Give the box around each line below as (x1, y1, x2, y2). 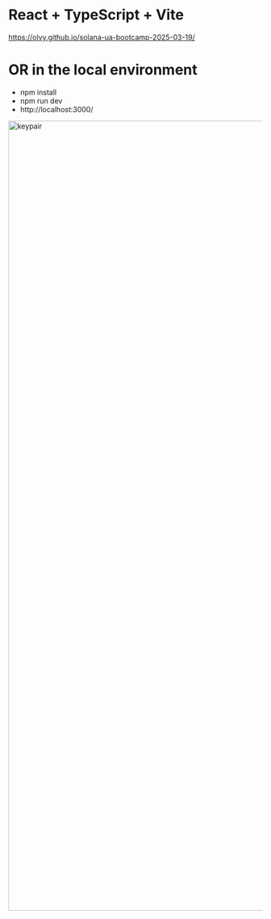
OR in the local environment (8, 61, 198, 79)
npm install (19, 87, 57, 97)
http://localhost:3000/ (19, 104, 94, 114)
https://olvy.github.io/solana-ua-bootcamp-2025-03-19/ (8, 32, 195, 42)
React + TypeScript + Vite (8, 6, 184, 24)
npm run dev (19, 95, 63, 106)
